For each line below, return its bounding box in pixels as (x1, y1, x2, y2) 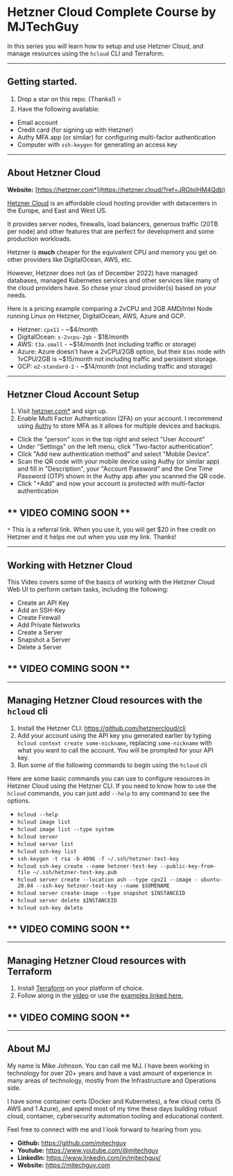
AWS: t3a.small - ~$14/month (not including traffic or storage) (17, 339, 196, 348)
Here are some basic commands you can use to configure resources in (7, 774, 210, 782)
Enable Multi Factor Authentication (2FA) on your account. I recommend (17, 414, 223, 423)
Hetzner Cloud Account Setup (7, 388, 140, 400)
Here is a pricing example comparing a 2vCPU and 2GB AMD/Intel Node (7, 304, 213, 312)
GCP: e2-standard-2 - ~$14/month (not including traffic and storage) (17, 362, 213, 370)
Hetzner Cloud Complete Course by (7, 4, 216, 20)
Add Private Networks (17, 621, 81, 629)
